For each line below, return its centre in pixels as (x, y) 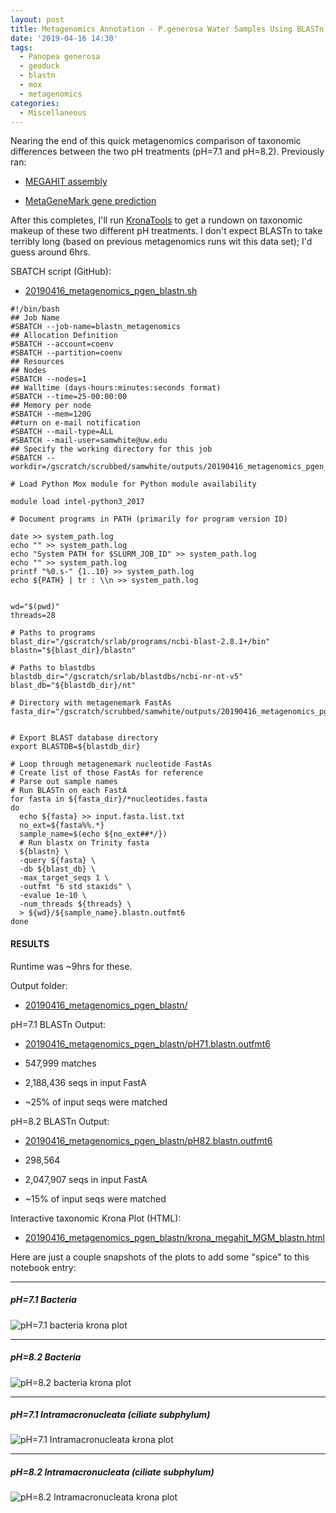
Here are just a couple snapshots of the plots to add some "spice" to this (160, 1257)
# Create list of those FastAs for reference (106, 773)
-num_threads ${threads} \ (75, 904)
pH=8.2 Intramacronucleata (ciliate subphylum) (112, 1472)
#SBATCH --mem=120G (51, 414)
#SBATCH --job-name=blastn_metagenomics (96, 327)
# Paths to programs (53, 633)
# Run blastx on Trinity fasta (84, 843)
